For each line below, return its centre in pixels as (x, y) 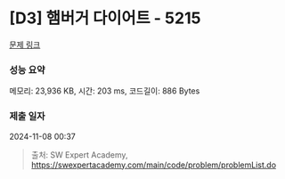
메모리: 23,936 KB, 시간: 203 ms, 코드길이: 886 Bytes (105, 91)
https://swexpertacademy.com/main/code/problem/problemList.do (154, 165)
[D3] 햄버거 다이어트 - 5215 (105, 18)
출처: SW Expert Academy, (79, 155)
